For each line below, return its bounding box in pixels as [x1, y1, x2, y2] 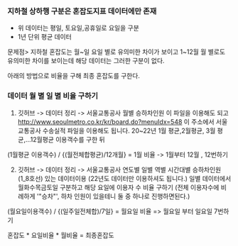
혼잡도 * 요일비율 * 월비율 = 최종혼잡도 [7, 230, 115, 239]
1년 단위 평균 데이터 [17, 33, 72, 41]
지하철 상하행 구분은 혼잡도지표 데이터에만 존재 [7, 6, 157, 16]
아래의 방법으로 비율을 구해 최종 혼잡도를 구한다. [7, 72, 141, 80]
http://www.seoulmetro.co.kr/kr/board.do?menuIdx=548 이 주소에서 [17, 117, 215, 125]
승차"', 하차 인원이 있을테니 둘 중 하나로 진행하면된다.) [41, 191, 190, 200]
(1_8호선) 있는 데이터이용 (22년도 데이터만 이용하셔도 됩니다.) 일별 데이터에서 [17, 174, 232, 182]
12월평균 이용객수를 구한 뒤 [30, 135, 105, 143]
